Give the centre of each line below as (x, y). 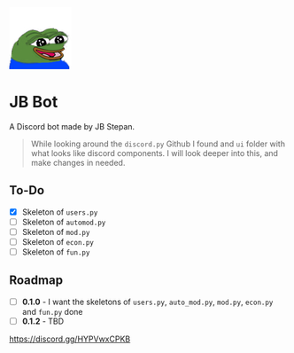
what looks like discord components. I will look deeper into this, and (155, 153)
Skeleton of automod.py (64, 222)
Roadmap (36, 281)
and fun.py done (52, 311)
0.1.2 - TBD (43, 321)
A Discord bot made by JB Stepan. (72, 126)
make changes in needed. (78, 162)
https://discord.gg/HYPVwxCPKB (70, 339)
